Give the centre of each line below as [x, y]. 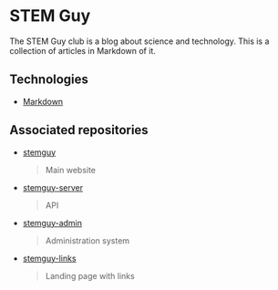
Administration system [88, 240]
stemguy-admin [52, 223]
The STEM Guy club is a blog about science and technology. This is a [139, 41]
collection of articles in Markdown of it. [83, 50]
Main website [71, 170]
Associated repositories [79, 130]
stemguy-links [49, 258]
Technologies [49, 80]
